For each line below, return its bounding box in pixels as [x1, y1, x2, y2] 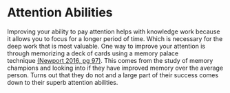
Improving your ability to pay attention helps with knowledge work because [7, 27, 220, 36]
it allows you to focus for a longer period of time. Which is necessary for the [7, 34, 223, 42]
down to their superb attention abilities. [7, 78, 118, 86]
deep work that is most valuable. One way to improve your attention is [7, 42, 205, 50]
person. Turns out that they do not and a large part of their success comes [7, 70, 219, 79]
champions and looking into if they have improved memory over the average [7, 64, 224, 72]
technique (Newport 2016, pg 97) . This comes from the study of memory [7, 56, 213, 64]
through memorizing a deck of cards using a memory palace [7, 49, 179, 57]
